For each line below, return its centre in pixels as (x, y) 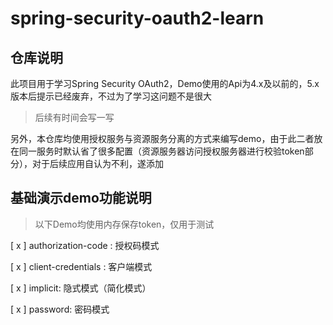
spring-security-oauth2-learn (137, 18)
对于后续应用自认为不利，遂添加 (97, 163)
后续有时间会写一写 (74, 117)
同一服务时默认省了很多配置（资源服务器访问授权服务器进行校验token (161, 151)
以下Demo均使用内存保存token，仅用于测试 (124, 224)
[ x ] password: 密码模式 (60, 309)
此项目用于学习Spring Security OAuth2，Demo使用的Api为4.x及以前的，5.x (165, 83)
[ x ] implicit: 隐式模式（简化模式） (81, 288)
